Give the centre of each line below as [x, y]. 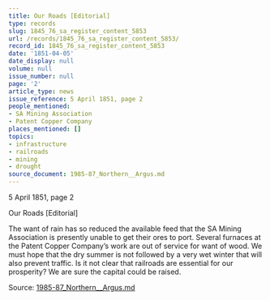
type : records [32, 24]
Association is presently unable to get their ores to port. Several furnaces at [135, 237]
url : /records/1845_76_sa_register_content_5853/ [94, 39]
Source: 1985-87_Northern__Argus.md [72, 287]
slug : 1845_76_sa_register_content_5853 [78, 31]
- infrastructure [38, 144]
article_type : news [41, 91]
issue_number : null [41, 76]
